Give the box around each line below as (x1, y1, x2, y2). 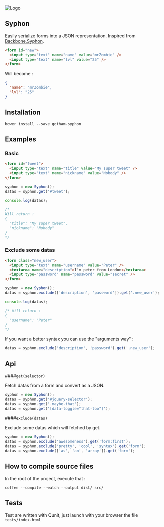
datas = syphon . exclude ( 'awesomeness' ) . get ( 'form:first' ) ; (5, 439, 131, 444)
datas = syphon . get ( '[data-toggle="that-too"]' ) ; (5, 406, 111, 411)
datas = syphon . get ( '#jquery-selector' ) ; (5, 397, 93, 402)
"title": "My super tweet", (9, 221, 68, 226)
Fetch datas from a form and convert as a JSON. (5, 382, 105, 388)
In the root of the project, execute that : (5, 475, 86, 481)
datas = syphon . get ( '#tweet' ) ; (5, 189, 70, 194)
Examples (5, 135, 36, 144)
